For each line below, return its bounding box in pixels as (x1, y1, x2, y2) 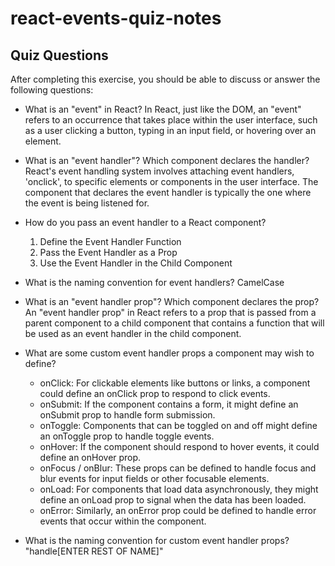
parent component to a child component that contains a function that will (24, 317, 325, 329)
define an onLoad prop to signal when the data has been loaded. (39, 494, 307, 506)
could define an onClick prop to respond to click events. (39, 388, 271, 399)
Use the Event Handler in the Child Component (39, 257, 233, 269)
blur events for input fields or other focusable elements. (39, 473, 270, 484)
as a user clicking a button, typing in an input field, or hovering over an (24, 125, 317, 136)
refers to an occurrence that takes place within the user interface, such (24, 114, 318, 126)
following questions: (10, 84, 94, 96)
